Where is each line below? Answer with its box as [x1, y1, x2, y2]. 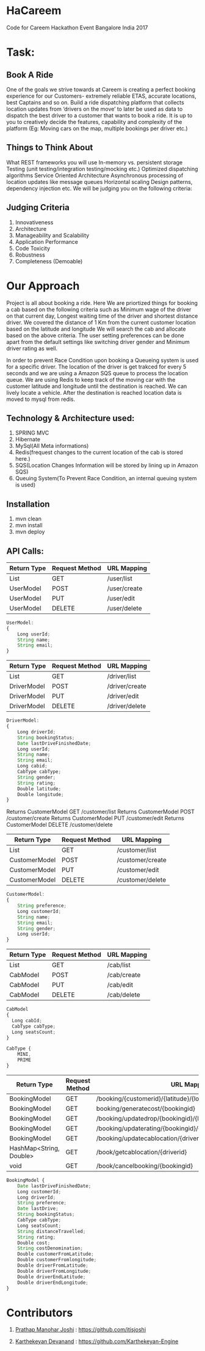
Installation [6, 499, 50, 509]
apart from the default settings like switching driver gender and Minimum [6, 338, 190, 345]
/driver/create [107, 682, 146, 690]
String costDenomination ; [17, 1245, 84, 1251]
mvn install [15, 522, 43, 529]
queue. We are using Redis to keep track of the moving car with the [6, 376, 176, 383]
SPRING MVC [15, 429, 49, 437]
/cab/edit [107, 981, 134, 989]
